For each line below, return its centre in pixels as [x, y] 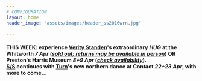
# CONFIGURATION [27, 12]
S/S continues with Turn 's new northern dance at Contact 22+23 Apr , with [101, 66]
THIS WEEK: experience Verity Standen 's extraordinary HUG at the [92, 47]
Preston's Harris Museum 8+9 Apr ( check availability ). [76, 60]
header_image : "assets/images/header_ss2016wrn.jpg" [74, 23]
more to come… [27, 73]
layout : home [23, 17]
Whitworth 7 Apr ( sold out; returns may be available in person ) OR [91, 53]
